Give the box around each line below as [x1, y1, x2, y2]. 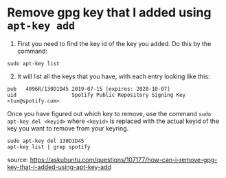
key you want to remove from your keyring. [7, 124, 129, 132]
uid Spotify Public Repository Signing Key [7, 91, 186, 98]
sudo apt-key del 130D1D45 [7, 137, 84, 144]
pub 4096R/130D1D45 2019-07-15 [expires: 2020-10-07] [7, 85, 170, 92]
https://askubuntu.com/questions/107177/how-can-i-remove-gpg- [30, 155, 218, 164]
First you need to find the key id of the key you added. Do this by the [16, 39, 212, 47]
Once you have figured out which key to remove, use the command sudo [7, 109, 212, 118]
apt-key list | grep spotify [7, 143, 91, 151]
